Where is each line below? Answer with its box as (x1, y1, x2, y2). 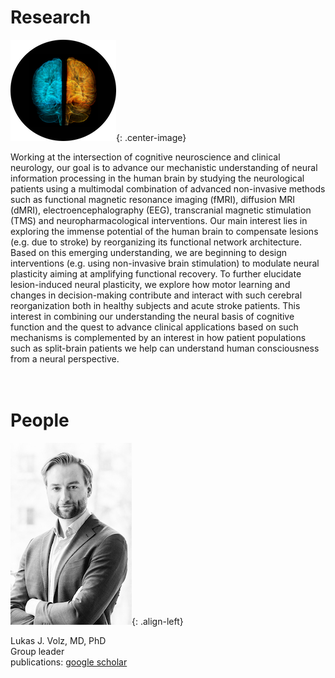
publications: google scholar (10, 656, 128, 668)
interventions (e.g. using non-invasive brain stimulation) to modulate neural (10, 257, 320, 269)
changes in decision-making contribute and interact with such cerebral (10, 289, 303, 301)
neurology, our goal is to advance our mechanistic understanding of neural (10, 161, 318, 173)
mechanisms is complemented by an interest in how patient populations (10, 331, 307, 343)
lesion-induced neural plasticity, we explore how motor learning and (10, 278, 291, 290)
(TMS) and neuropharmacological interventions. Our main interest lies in (10, 214, 308, 226)
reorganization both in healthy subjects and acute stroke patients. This (10, 299, 301, 311)
